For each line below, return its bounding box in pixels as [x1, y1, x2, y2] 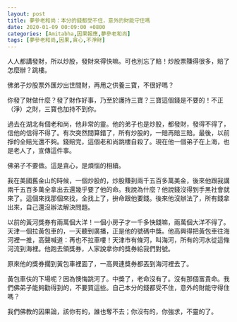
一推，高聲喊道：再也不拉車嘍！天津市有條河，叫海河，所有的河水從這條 [19, 236, 230, 244]
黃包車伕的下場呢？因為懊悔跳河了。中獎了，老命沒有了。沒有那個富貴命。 [7, 275, 224, 283]
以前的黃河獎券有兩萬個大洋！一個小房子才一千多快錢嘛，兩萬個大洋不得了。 [7, 218, 230, 226]
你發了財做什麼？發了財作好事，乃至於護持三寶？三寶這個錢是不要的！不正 [7, 96, 224, 105]
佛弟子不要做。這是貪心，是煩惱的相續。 [7, 161, 125, 170]
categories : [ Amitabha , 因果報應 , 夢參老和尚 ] [7, 30, 130, 38]
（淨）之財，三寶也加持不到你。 [7, 105, 100, 113]
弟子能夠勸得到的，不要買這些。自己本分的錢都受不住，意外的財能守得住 [19, 284, 230, 292]
